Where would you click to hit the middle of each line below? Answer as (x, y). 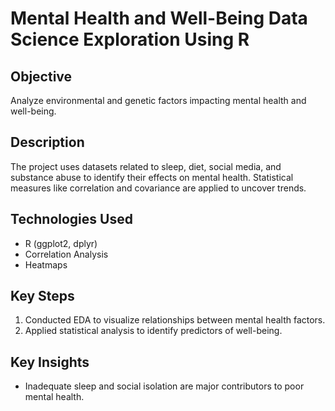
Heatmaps (46, 264)
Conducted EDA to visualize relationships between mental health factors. (175, 320)
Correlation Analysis (66, 254)
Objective (41, 76)
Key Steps (42, 296)
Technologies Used (71, 219)
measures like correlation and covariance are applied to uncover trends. (158, 188)
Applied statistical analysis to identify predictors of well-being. (153, 331)
